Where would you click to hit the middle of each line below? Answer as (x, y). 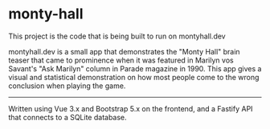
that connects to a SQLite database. (67, 117)
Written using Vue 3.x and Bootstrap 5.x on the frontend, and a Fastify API (131, 108)
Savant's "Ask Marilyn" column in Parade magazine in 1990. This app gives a (135, 68)
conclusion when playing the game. (67, 86)
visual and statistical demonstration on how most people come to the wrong (134, 77)
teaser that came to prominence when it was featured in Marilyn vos (121, 60)
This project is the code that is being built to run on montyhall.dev (117, 36)
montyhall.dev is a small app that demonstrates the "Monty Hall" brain (124, 51)
